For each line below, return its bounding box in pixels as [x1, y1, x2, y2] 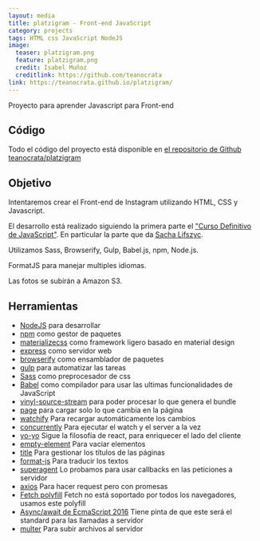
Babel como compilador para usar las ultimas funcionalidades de [19, 380, 233, 389]
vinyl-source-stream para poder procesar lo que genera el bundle [19, 397, 237, 406]
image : [8, 41, 30, 49]
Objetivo [8, 176, 52, 190]
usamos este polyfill [19, 498, 86, 507]
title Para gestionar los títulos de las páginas [19, 448, 165, 457]
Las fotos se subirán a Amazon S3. [8, 276, 122, 286]
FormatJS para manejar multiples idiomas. [8, 261, 147, 270]
